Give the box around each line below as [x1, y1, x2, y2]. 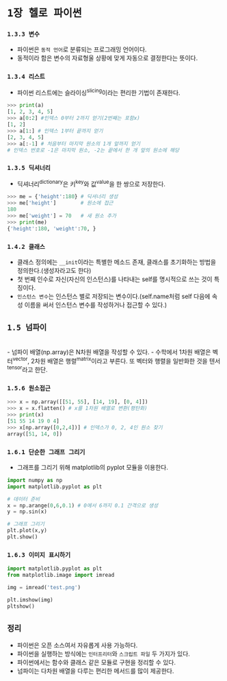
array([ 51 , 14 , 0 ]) [7, 430, 63, 438]
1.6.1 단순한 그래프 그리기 [7, 448, 85, 456]
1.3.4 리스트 [7, 73, 46, 81]
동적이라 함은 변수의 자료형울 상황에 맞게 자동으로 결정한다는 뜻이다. [16, 54, 198, 62]
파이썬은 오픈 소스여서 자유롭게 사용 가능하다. [16, 641, 138, 649]
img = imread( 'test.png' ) [7, 584, 81, 590]
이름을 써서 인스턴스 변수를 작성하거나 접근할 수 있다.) [24, 300, 168, 309]
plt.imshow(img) [7, 596, 53, 604]
